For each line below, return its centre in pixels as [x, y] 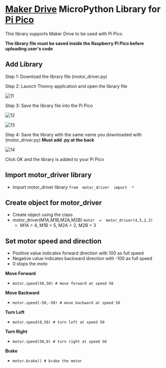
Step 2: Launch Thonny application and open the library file [66, 86]
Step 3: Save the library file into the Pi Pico [49, 105]
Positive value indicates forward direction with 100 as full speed [78, 253]
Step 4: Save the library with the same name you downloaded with [73, 134]
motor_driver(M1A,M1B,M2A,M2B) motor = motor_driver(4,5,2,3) [83, 220]
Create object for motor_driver [53, 203]
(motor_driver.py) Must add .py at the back [50, 140]
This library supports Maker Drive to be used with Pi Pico [64, 33]
